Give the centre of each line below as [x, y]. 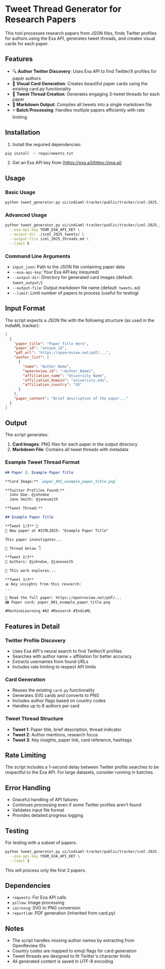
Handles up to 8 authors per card [46, 706]
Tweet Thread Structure [34, 719]
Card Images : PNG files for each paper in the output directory [75, 444]
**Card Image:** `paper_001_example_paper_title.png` [61, 481]
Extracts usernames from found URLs [50, 661]
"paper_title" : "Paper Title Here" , [52, 344]
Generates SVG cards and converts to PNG [56, 696]
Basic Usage [20, 192]
